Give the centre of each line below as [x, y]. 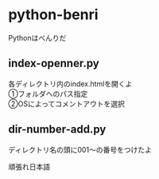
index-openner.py [54, 64]
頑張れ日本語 [29, 166]
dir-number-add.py [57, 129]
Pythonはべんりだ [37, 38]
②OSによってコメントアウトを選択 [67, 103]
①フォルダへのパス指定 [48, 93]
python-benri [53, 15]
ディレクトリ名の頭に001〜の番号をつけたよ [80, 149]
